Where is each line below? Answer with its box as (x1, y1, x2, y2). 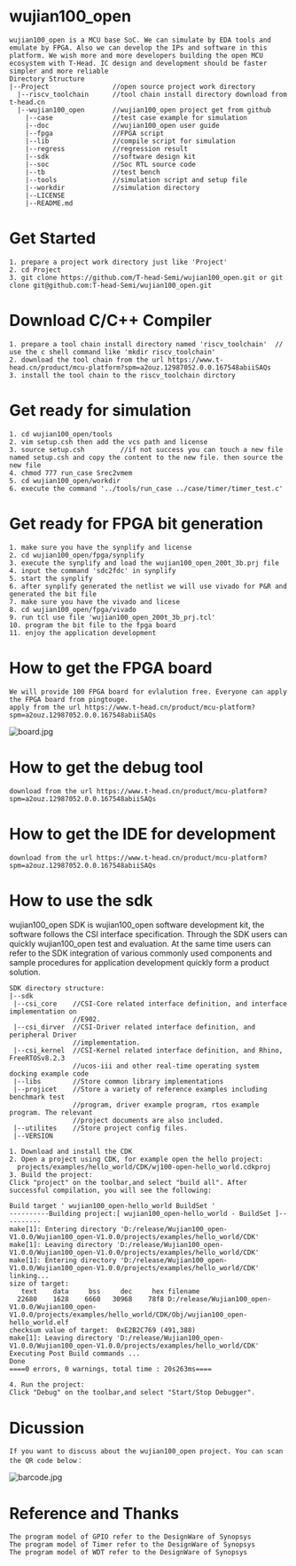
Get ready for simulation (9, 401, 192, 420)
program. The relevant (9, 1109, 93, 1117)
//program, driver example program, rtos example (72, 1101, 260, 1109)
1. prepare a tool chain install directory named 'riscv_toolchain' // (9, 339, 284, 348)
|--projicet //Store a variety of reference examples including (12, 1085, 268, 1094)
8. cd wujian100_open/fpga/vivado (9, 605, 137, 614)
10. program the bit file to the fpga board (9, 620, 176, 630)
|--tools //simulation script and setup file (25, 175, 248, 184)
